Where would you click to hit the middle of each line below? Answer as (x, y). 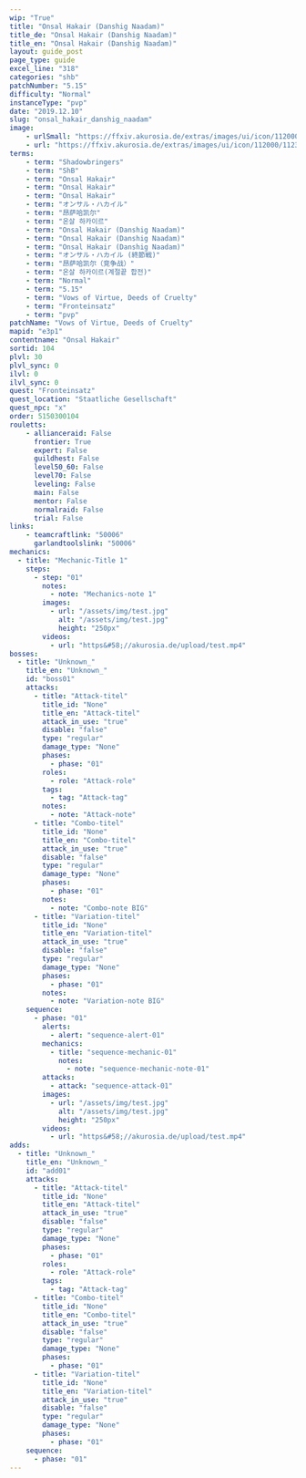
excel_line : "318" (44, 69)
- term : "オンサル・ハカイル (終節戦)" (93, 255)
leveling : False (64, 484)
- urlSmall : (48, 137)
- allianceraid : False (69, 433)
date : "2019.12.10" (46, 111)
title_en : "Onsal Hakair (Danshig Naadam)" (93, 43)
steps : (38, 569)
